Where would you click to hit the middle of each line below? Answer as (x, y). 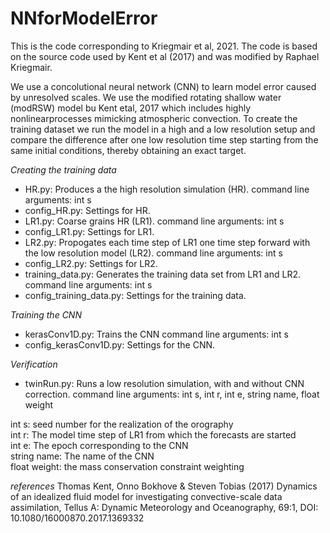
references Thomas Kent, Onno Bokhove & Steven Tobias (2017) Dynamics (164, 486)
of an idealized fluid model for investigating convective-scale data (146, 496)
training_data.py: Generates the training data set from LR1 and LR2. (163, 274)
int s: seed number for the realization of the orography (122, 424)
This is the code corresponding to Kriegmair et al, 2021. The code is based (164, 46)
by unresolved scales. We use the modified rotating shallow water (146, 97)
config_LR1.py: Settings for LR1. (89, 231)
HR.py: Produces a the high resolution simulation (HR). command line (167, 189)
